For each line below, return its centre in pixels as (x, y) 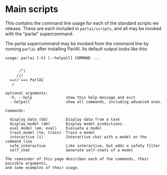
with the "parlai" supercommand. (39, 34)
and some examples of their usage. (42, 167)
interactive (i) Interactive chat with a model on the (78, 137)
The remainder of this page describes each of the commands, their (77, 159)
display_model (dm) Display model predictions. (67, 124)
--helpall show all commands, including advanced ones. (86, 102)
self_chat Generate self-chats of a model (72, 150)
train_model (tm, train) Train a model (52, 132)
